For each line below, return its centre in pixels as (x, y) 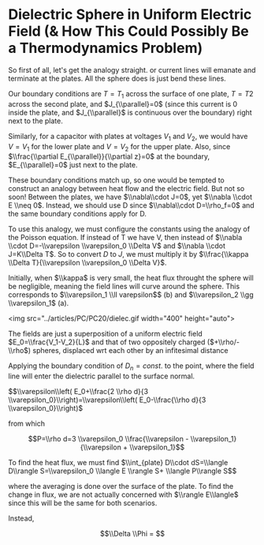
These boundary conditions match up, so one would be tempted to (116, 180)
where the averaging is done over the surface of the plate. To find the (121, 487)
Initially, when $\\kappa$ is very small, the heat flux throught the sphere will (131, 278)
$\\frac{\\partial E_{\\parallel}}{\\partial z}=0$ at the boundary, (109, 156)
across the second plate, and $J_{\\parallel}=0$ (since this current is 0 (123, 103)
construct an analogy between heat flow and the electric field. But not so (126, 189)
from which (27, 423)
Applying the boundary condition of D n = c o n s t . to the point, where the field (131, 367)
